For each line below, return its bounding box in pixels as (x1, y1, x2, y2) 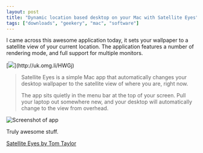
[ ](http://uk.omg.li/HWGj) (6, 62, 74, 70)
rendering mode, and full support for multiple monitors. (6, 50, 143, 57)
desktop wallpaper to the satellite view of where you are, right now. (21, 80, 188, 88)
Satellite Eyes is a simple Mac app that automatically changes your (21, 74, 187, 81)
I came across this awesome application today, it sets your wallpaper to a (6, 37, 188, 44)
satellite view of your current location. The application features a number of (6, 43, 195, 50)
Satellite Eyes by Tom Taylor (6, 140, 77, 147)
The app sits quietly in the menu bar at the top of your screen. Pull (21, 92, 186, 99)
